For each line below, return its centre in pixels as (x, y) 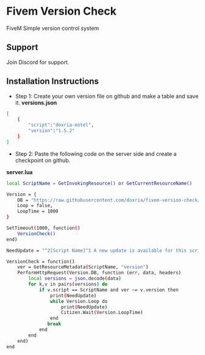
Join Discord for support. (38, 62)
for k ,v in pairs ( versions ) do (68, 284)
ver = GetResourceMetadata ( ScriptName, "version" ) (83, 267)
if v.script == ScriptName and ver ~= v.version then (109, 290)
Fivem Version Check (62, 11)
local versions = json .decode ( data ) (75, 279)
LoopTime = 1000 (38, 211)
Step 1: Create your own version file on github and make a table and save (107, 96)
